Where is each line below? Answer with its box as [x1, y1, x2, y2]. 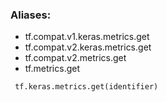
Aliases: [10, 8, 52, 22]
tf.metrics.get [24, 63, 81, 75]
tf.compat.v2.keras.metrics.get [24, 41, 152, 53]
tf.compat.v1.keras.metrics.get [24, 31, 150, 43]
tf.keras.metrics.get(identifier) [14, 82, 159, 92]
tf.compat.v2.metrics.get [24, 52, 127, 64]
